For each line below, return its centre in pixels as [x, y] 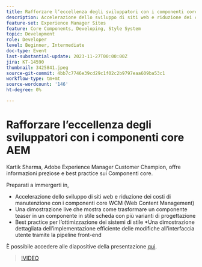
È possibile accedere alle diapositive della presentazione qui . [82, 246]
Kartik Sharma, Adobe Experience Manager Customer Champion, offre [94, 167]
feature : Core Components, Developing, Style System [74, 28]
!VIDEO [30, 258]
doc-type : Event [26, 51]
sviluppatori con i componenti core [95, 138]
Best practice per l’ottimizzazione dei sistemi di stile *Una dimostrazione [105, 222]
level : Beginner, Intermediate [45, 46]
